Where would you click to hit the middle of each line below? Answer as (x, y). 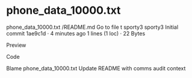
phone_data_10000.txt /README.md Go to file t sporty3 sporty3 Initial (92, 27)
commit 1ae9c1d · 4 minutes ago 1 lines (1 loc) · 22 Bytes (76, 33)
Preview (16, 45)
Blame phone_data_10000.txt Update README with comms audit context (96, 68)
